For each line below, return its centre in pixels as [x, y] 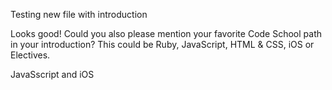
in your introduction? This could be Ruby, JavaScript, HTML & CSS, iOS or [162, 44]
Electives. [30, 55]
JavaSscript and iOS [52, 74]
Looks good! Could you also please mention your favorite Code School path [166, 33]
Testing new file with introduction [79, 14]
